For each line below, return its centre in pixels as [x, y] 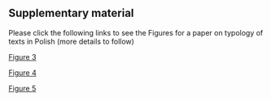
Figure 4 [22, 73]
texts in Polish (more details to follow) [71, 41]
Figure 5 [22, 88]
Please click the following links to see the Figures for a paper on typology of [136, 32]
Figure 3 [22, 57]
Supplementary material [71, 13]
